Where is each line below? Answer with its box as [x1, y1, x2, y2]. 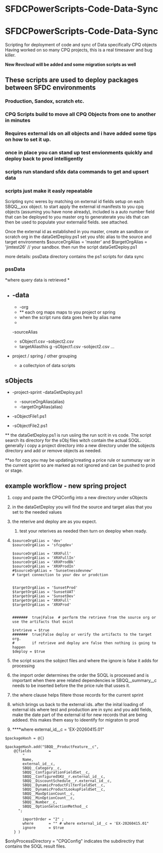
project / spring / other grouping [12, 353, 77, 359]
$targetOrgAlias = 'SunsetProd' [12, 585, 78, 590]
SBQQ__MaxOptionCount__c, [22, 791, 75, 797]
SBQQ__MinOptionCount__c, [22, 796, 75, 800]
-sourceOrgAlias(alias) [19, 399, 65, 405]
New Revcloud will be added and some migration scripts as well [5, 62, 136, 68]
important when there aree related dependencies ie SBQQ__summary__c [12, 678, 157, 684]
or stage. [5, 467, 23, 473]
